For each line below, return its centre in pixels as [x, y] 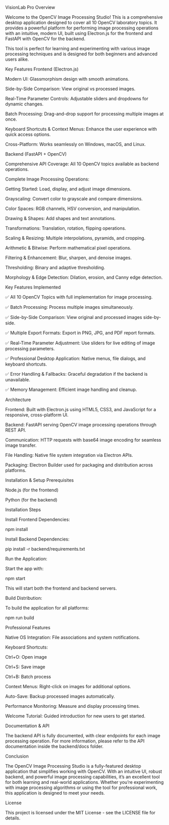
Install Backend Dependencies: [37, 539]
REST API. [16, 430]
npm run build [20, 618]
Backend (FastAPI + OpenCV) [36, 154]
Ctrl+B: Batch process [28, 677]
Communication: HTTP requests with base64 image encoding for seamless [83, 440]
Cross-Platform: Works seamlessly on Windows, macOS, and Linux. [76, 144]
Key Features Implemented [33, 287]
